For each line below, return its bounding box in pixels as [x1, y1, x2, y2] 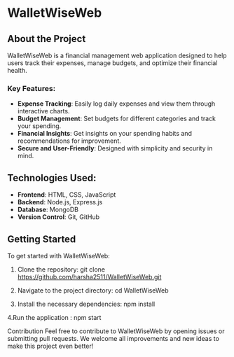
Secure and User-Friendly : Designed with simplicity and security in [17, 144, 213, 153]
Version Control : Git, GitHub [17, 213, 100, 221]
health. [7, 66, 27, 74]
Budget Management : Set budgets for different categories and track [17, 114, 216, 123]
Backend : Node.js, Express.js [17, 198, 103, 206]
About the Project [7, 33, 86, 45]
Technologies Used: [7, 171, 97, 183]
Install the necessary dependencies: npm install [17, 300, 156, 308]
